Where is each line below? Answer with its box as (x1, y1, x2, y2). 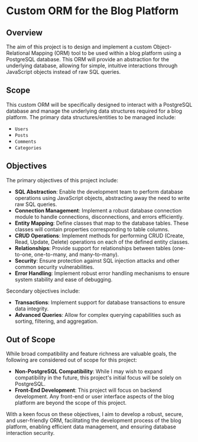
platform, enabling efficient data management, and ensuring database (6, 423, 176, 430)
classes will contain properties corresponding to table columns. (14, 225, 170, 233)
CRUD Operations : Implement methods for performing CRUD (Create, (14, 232, 185, 239)
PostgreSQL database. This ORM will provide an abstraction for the (6, 56, 170, 63)
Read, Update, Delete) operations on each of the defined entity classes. (14, 238, 190, 245)
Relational (6, 50, 31, 57)
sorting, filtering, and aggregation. (14, 317, 99, 325)
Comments (14, 139, 37, 145)
